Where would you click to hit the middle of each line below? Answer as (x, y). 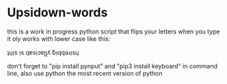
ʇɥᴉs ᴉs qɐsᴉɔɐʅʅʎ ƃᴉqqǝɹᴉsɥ (43, 52)
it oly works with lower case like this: (59, 38)
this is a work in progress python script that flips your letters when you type (113, 31)
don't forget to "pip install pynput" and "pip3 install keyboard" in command (112, 66)
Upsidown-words (57, 13)
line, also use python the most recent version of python (85, 73)
